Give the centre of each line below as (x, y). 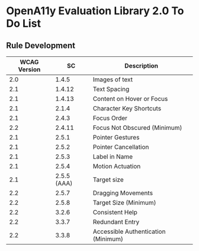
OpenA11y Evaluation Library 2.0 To (95, 11)
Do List (24, 23)
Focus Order (110, 118)
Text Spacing (111, 89)
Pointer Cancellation (121, 147)
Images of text (113, 80)
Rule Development (41, 45)
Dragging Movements (123, 193)
